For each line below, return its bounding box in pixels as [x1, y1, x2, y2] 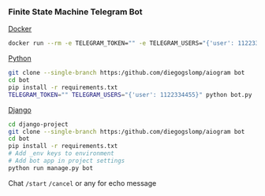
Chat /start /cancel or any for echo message [8, 178, 157, 187]
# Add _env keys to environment [8, 150, 114, 157]
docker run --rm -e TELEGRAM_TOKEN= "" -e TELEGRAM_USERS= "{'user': [8, 39, 235, 47]
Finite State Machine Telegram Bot [8, 6, 144, 17]
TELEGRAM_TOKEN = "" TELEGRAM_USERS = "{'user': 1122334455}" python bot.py [8, 91, 252, 98]
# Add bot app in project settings [8, 157, 125, 165]
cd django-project [8, 120, 69, 128]
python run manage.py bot [8, 164, 93, 172]
